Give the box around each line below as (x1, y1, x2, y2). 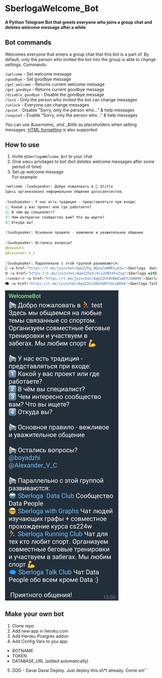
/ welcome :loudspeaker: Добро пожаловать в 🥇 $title (5, 184, 113, 189)
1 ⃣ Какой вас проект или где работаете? (5, 205, 92, 209)
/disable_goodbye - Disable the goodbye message (5, 92, 105, 97)
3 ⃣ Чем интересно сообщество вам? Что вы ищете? (5, 215, 105, 220)
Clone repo (12, 623, 35, 629)
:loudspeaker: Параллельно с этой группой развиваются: (5, 261, 120, 266)
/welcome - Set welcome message (5, 71, 72, 77)
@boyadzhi (5, 245, 25, 250)
